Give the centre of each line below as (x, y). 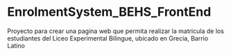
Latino (16, 45)
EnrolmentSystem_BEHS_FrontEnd (109, 12)
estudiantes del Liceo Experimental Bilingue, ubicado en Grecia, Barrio (108, 38)
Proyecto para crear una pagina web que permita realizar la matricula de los (115, 31)
